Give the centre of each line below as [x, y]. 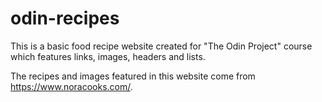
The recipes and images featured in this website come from [133, 76]
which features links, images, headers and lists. [108, 56]
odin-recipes [65, 18]
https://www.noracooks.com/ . [71, 86]
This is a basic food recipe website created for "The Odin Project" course [161, 46]
